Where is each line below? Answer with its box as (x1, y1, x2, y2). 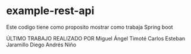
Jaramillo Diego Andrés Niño (6, 41, 76, 48)
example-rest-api (6, 4, 95, 18)
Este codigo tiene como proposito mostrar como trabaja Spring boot (6, 23, 174, 31)
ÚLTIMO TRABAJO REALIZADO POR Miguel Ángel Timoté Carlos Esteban (6, 35, 186, 42)
